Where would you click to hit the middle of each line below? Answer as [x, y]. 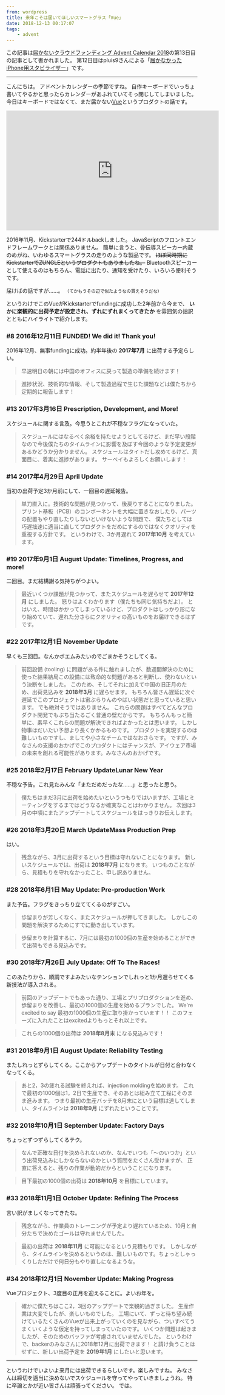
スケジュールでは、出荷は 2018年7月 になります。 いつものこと [105, 865]
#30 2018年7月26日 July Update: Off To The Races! [83, 962]
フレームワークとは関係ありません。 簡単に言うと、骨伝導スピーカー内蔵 [102, 248]
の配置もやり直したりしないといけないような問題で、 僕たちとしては [107, 519]
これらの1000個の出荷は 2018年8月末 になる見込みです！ [93, 1033]
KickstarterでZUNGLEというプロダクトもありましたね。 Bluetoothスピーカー [102, 263]
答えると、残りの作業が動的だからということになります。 [103, 1168]
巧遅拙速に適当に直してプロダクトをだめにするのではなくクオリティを [109, 526]
